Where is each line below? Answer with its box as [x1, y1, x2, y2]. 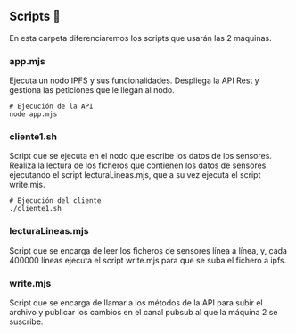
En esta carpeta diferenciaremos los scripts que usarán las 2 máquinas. [9, 32, 272, 43]
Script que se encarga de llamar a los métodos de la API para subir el [9, 297, 263, 308]
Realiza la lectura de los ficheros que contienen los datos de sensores [9, 160, 267, 171]
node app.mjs [9, 110, 58, 119]
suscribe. [9, 316, 44, 327]
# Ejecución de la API [9, 102, 94, 112]
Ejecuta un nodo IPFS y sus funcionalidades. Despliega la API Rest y [9, 75, 260, 86]
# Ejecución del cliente [9, 196, 102, 205]
